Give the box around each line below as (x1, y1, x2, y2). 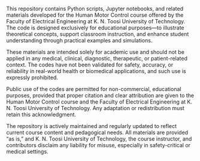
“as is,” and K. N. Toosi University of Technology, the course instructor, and (6, 135, 192, 142)
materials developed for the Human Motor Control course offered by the (6, 11, 184, 19)
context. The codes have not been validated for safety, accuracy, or (6, 61, 174, 68)
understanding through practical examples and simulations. (6, 37, 153, 44)
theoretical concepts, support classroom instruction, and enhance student (6, 31, 189, 38)
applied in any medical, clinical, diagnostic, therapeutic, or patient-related (6, 55, 187, 62)
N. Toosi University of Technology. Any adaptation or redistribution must (6, 105, 184, 111)
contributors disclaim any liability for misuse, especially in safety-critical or (6, 142, 190, 148)
